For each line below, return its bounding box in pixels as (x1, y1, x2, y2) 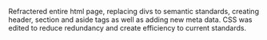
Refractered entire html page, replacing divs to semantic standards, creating (8, 7, 260, 16)
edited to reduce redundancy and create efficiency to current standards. (8, 24, 246, 32)
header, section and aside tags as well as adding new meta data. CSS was (8, 15, 253, 24)
